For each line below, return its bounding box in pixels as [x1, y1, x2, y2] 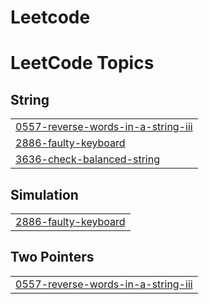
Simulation [10, 186, 79, 203]
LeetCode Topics [10, 52, 155, 75]
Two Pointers [10, 249, 95, 266]
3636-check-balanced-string [15, 152, 160, 166]
